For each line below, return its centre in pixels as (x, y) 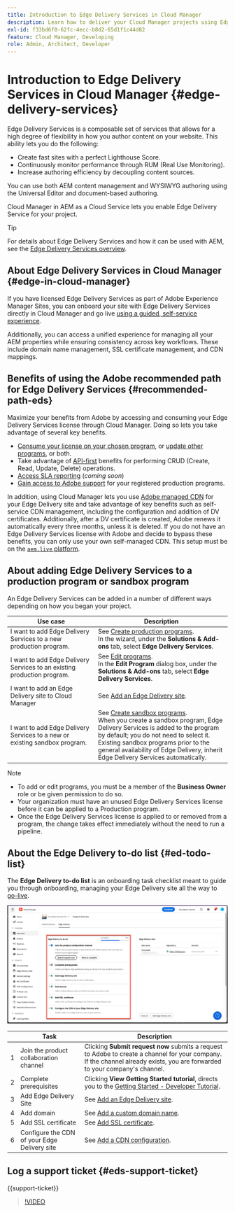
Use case (51, 621)
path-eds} (30, 401)
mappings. (22, 356)
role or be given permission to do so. (70, 794)
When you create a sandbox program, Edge (160, 720)
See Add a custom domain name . (132, 1113)
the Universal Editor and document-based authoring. (83, 193)
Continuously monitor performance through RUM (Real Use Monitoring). (121, 165)
